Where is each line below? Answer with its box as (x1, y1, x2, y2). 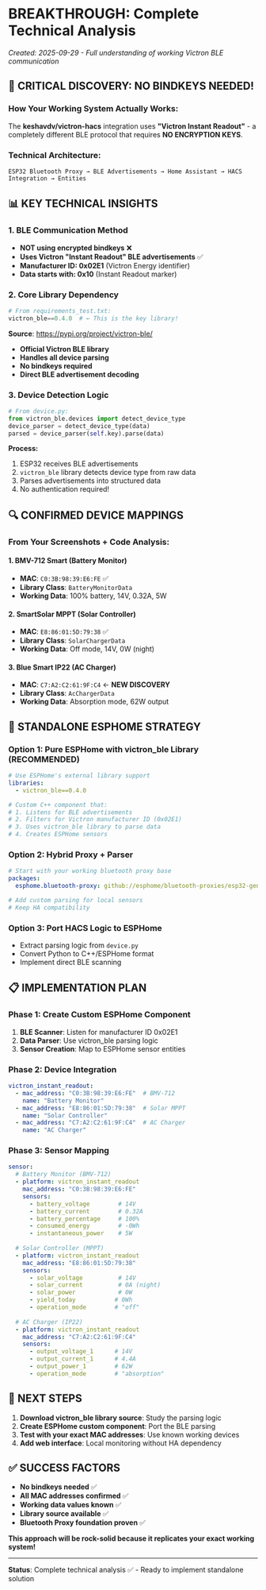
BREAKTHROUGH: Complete (8, 5, 199, 23)
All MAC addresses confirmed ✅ (19, 1491, 129, 1501)
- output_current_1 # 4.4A (28, 1355, 136, 1363)
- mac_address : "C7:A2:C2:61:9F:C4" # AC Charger (15, 1119, 186, 1127)
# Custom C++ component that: (8, 801, 108, 809)
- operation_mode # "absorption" (28, 1369, 165, 1378)
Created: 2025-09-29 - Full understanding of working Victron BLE (8, 48, 224, 57)
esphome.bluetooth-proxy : (15, 882, 101, 890)
